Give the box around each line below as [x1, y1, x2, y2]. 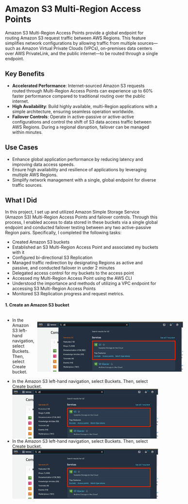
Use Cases [5, 144, 38, 152]
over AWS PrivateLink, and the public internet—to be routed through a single [5, 50, 158, 56]
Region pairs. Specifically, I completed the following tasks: [5, 230, 122, 235]
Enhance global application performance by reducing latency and [12, 156, 143, 162]
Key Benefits [5, 70, 45, 78]
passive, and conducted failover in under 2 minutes [12, 265, 115, 271]
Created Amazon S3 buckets [12, 239, 70, 245]
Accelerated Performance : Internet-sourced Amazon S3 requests [12, 83, 145, 89]
